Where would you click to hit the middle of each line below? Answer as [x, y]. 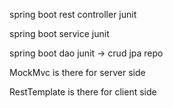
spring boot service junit [59, 33]
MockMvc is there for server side [77, 72]
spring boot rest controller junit [73, 14]
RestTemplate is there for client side [83, 92]
